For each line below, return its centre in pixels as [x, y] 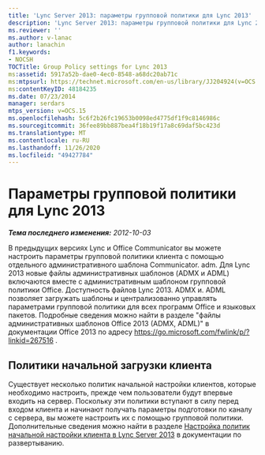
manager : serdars [37, 103]
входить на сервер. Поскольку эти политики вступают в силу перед [123, 401]
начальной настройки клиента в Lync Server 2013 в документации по [125, 434]
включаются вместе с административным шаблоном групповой [117, 282]
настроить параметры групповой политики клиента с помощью [116, 257]
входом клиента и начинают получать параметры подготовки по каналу [130, 409]
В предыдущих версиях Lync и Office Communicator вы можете [115, 248]
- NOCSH [21, 60]
